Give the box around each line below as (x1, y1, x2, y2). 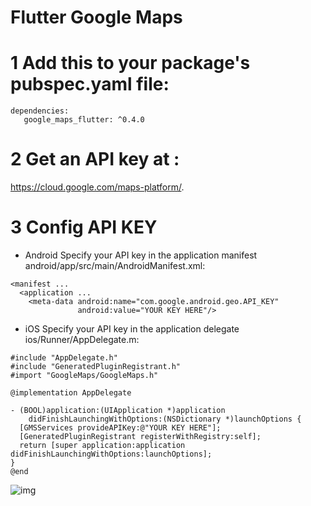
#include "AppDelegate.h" (10, 353, 118, 363)
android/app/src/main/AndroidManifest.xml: (24, 260, 206, 271)
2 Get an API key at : (10, 148, 180, 171)
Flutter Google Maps (10, 6, 183, 29)
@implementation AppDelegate (10, 388, 132, 398)
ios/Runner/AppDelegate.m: (24, 334, 140, 345)
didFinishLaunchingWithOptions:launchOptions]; (10, 449, 213, 459)
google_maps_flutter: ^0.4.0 (23, 115, 145, 125)
